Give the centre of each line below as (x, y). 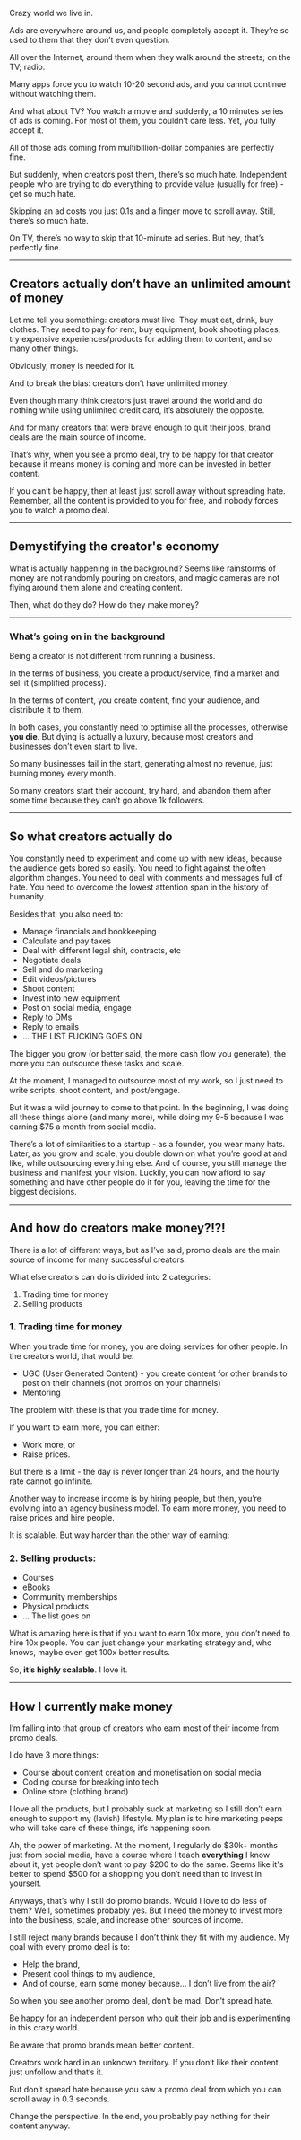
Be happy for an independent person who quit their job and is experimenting (150, 2018)
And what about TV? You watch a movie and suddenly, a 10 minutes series (146, 111)
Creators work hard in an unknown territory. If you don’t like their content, (145, 2062)
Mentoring (41, 1392)
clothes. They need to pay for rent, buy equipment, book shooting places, (145, 329)
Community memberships (70, 1597)
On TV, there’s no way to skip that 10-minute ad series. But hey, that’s (137, 238)
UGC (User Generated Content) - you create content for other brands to (155, 1373)
